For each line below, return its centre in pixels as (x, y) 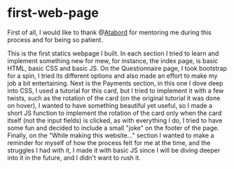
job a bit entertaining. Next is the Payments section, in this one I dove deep (115, 83)
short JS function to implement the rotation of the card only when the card (115, 113)
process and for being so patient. (55, 39)
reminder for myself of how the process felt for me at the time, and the (109, 142)
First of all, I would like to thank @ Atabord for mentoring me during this (109, 32)
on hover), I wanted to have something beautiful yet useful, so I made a (110, 105)
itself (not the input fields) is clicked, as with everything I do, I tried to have (115, 120)
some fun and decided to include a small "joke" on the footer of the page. (113, 128)
